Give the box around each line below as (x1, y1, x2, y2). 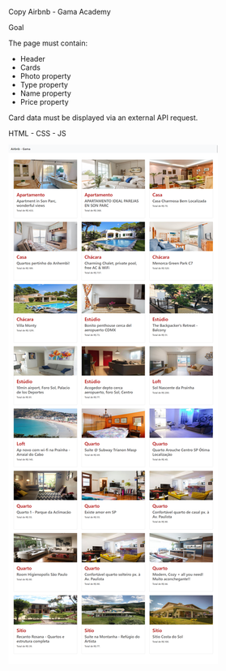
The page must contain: (8, 38, 87, 48)
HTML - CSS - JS (8, 129, 66, 138)
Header (19, 54, 46, 63)
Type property (19, 80, 69, 89)
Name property (19, 88, 71, 98)
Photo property (19, 71, 71, 80)
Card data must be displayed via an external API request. (8, 113, 198, 123)
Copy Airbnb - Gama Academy (8, 7, 111, 16)
